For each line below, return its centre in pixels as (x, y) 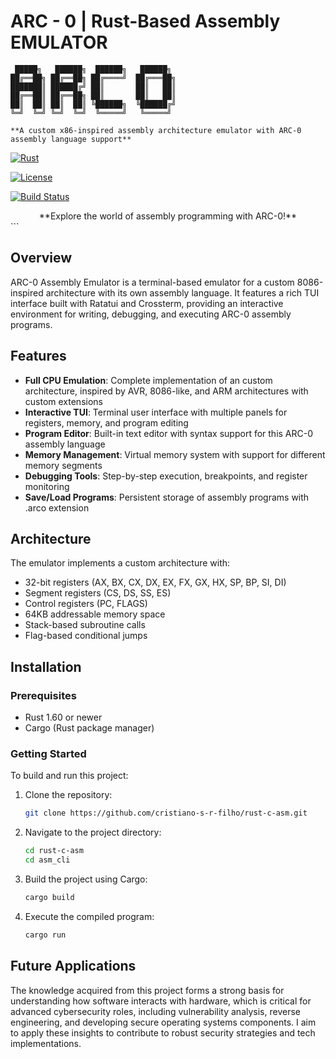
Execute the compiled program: (89, 916)
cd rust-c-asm (54, 851)
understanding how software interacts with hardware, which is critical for (161, 1001)
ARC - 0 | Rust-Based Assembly (145, 21)
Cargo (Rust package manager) (89, 728)
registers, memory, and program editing (106, 422)
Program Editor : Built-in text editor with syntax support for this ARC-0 (169, 433)
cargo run (45, 935)
